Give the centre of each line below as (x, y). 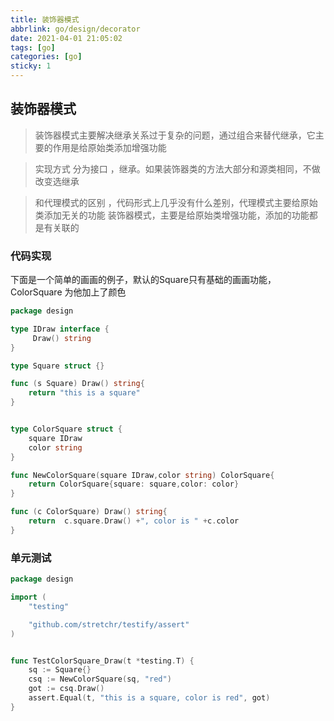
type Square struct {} (57, 366)
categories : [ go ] (46, 57)
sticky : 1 (31, 66)
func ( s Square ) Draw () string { (77, 384)
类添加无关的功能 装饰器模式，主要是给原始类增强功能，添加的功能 (172, 215)
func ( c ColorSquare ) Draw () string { (89, 512)
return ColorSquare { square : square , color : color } (134, 484)
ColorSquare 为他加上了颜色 (68, 292)
